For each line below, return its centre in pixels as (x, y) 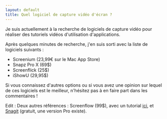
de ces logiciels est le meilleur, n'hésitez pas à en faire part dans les (76, 90)
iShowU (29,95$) (30, 75)
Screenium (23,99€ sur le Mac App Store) (56, 59)
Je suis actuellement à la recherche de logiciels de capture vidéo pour (79, 29)
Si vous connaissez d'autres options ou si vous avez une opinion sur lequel (84, 85)
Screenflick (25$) (31, 70)
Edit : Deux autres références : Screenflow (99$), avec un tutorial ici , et (79, 105)
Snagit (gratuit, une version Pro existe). (46, 111)
